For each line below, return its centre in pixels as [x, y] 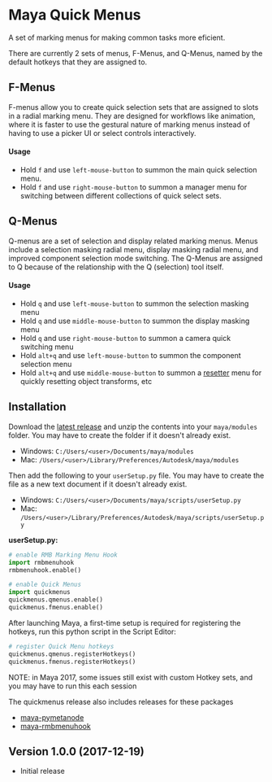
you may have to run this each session [73, 686]
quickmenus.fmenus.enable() [56, 608]
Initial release [42, 771]
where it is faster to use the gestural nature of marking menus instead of [129, 125]
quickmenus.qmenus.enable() [56, 600]
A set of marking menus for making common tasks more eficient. [117, 37]
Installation [37, 407]
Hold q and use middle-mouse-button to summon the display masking [135, 321]
